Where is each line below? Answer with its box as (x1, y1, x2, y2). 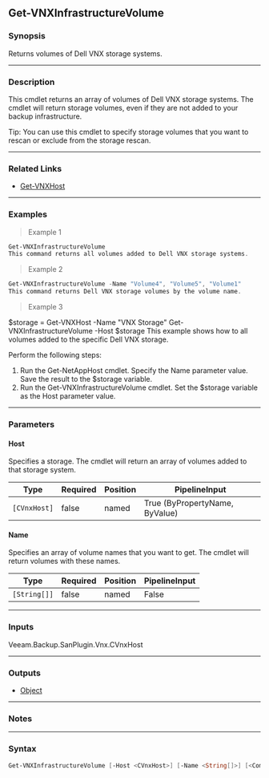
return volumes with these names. (8, 557, 121, 566)
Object (19, 686, 42, 695)
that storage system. (8, 465, 76, 475)
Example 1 (27, 227, 62, 237)
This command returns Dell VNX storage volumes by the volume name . (8, 288, 242, 296)
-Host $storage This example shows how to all (94, 326, 248, 336)
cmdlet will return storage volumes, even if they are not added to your (8, 103, 239, 112)
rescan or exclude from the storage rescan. (8, 136, 151, 145)
